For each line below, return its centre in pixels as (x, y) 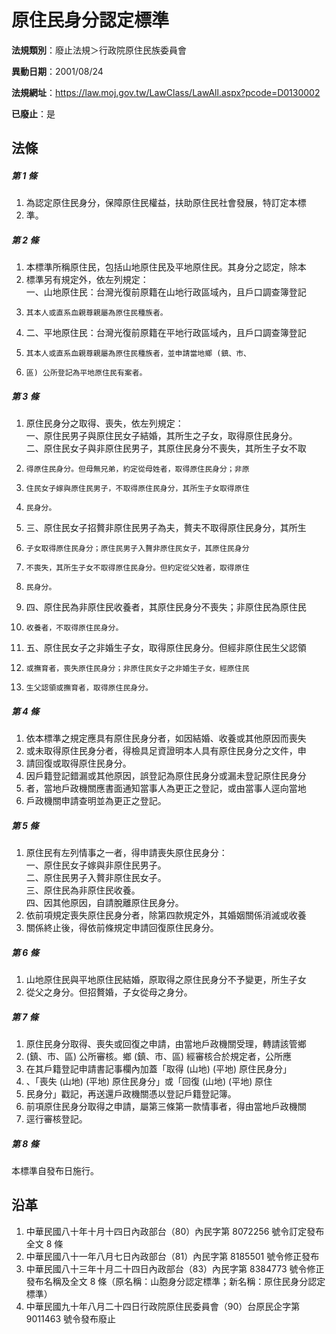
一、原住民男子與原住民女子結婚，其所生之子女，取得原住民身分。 (161, 436)
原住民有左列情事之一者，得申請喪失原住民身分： (126, 853)
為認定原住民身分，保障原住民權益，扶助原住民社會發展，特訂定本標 (166, 203)
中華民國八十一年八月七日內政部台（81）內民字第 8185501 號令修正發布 (172, 1256)
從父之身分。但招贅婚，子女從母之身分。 (109, 992)
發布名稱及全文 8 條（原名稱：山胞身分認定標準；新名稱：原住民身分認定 (175, 1281)
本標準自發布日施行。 (55, 1171)
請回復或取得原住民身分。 (78, 763)
